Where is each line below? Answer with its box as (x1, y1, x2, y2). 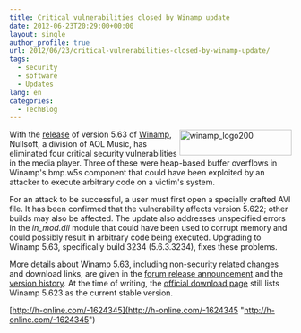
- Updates (17, 80, 54, 89)
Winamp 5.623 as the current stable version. (9, 287, 173, 298)
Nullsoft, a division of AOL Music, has (9, 139, 148, 149)
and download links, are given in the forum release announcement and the (9, 269, 284, 279)
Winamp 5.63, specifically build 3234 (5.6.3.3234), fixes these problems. (9, 242, 278, 252)
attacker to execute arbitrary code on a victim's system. (9, 176, 215, 188)
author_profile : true (9, 38, 90, 47)
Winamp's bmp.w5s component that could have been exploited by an (9, 167, 265, 178)
